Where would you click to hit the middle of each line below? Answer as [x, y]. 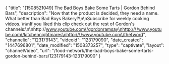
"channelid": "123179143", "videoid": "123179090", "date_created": [74, 40]
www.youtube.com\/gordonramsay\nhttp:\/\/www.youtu [104, 29]
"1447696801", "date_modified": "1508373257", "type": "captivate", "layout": [85, 45]
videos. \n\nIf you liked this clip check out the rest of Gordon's [70, 24]
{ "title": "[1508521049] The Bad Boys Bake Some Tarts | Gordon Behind [80, 8]
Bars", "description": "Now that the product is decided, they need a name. [82, 13]
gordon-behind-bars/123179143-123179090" [51, 56]
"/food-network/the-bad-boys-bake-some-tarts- [103, 51]
